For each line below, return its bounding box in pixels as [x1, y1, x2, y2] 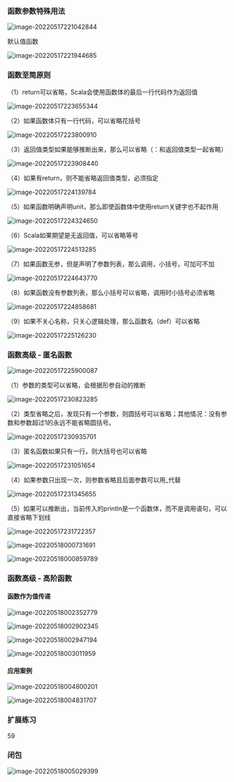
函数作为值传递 [7, 592, 51, 601]
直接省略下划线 [7, 513, 51, 521]
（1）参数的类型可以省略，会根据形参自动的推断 [7, 381, 146, 389]
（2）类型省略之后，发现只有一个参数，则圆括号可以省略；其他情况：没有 [7, 409, 221, 417]
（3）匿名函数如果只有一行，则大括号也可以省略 [7, 446, 147, 456]
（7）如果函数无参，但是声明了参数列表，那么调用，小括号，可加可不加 [7, 259, 215, 268]
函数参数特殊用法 [7, 6, 66, 16]
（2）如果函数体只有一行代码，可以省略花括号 [7, 116, 141, 125]
